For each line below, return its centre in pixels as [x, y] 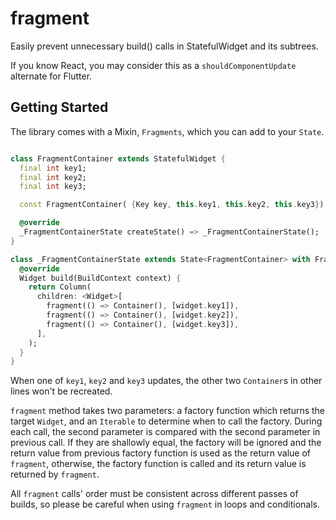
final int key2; [53, 177]
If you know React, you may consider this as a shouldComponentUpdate [153, 65]
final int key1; [53, 168]
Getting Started [59, 107]
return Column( [60, 287]
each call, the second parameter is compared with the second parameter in [165, 432]
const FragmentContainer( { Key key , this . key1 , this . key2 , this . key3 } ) [172, 205]
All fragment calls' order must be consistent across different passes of [154, 494]
